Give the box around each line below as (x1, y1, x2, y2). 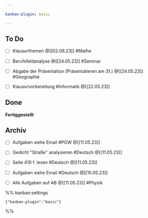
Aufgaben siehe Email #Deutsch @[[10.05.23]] (12, 169, 108, 175)
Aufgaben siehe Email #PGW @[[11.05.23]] (12, 139, 100, 145)
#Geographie (12, 74, 40, 80)
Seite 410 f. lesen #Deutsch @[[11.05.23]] (12, 159, 97, 165)
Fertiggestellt (5, 111, 34, 118)
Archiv (5, 126, 26, 134)
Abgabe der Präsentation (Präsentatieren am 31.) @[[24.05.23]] (12, 68, 143, 74)
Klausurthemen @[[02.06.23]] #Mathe (12, 48, 91, 54)
